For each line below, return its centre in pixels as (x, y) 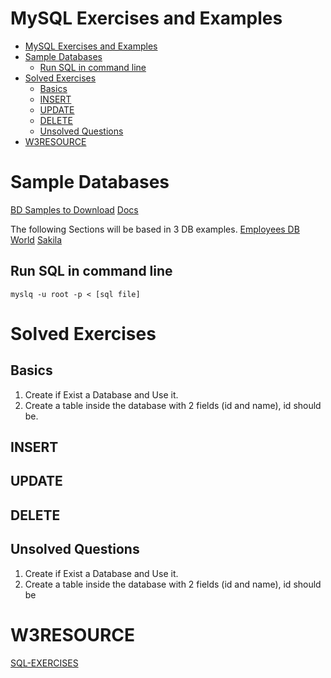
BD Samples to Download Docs (74, 209)
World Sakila (36, 239)
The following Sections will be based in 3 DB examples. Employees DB (155, 229)
